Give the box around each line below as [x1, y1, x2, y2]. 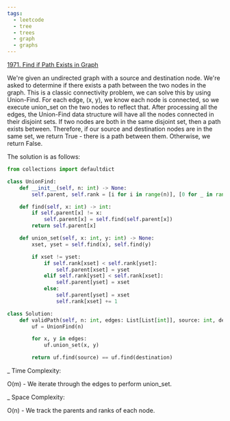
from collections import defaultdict [7, 166, 115, 173]
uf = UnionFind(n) [31, 323, 84, 330]
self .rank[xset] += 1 [55, 298, 118, 305]
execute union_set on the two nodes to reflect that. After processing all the [7, 103, 218, 111]
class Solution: [7, 310, 53, 317]
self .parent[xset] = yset [55, 266, 130, 273]
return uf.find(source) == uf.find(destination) [31, 354, 173, 361]
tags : [7, 10, 23, 17]
